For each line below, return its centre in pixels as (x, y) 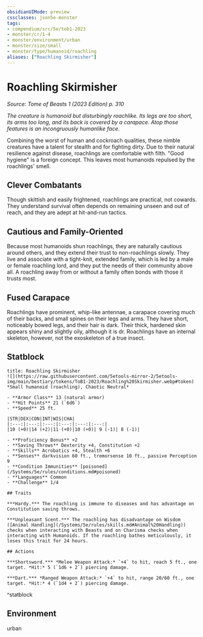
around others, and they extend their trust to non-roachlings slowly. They (98, 253)
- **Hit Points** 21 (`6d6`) (44, 403)
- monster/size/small (34, 46)
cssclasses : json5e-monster (42, 18)
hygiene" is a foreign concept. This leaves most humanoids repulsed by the (101, 160)
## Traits (19, 493)
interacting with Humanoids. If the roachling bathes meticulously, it (99, 535)
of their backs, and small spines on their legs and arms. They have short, (98, 318)
